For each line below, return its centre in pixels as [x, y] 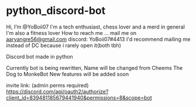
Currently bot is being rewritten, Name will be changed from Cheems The [94, 67]
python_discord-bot [56, 11]
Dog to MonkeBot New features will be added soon [68, 74]
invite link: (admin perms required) [47, 85]
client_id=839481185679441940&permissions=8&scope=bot [79, 98]
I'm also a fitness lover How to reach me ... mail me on [71, 33]
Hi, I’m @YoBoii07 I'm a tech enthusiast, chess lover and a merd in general [96, 27]
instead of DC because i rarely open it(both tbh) [64, 45]
